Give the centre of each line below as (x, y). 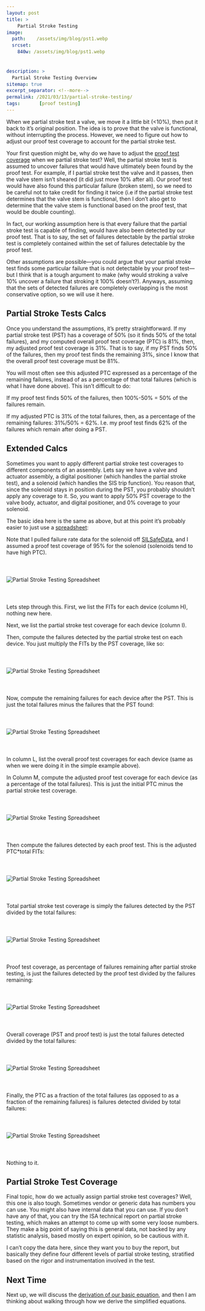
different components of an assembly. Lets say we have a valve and (92, 470)
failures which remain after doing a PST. (57, 429)
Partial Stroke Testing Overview (54, 78)
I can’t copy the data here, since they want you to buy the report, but (93, 1248)
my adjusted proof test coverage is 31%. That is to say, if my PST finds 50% (102, 348)
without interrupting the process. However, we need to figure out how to (97, 134)
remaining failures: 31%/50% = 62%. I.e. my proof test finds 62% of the (97, 423)
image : (15, 33)
